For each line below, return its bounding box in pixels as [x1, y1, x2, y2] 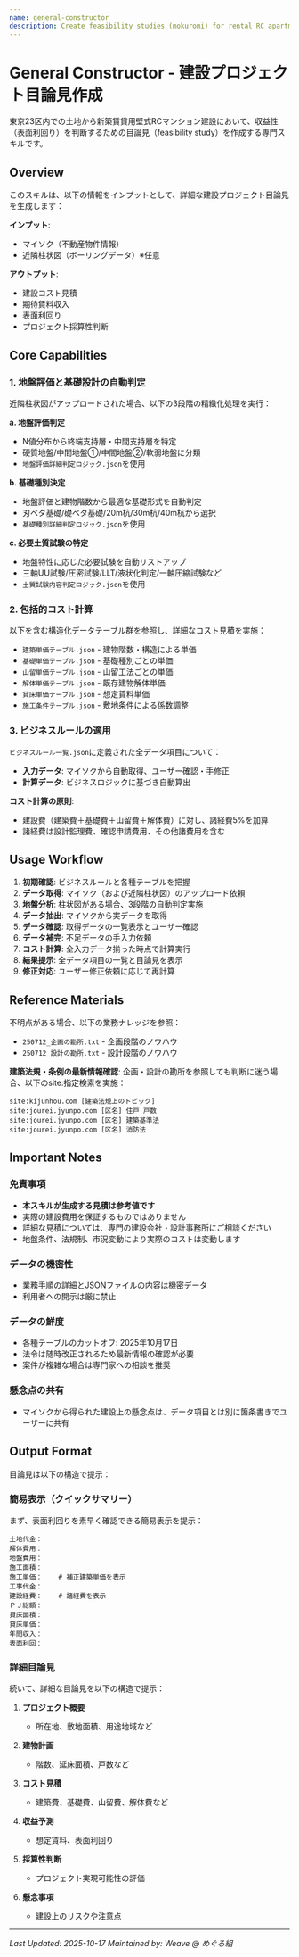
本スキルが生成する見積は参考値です [21, 1199, 156, 1210]
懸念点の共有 [9, 1384, 65, 1397]
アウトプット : [9, 269, 60, 279]
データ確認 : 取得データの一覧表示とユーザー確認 [21, 921, 198, 933]
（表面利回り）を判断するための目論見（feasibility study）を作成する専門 [9, 127, 278, 138]
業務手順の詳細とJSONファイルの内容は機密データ [21, 1280, 208, 1290]
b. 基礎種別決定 [9, 477, 66, 487]
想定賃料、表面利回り [35, 1835, 114, 1845]
